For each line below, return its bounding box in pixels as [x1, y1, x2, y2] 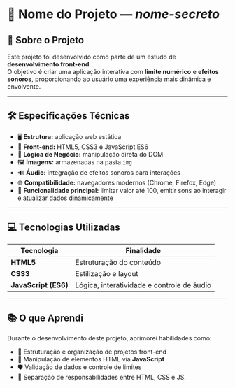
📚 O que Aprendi [7, 312, 84, 324]
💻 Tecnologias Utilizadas [7, 222, 120, 233]
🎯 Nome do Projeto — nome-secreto [7, 6, 220, 22]
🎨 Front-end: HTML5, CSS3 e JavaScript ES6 [17, 143, 149, 151]
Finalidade [125, 245, 162, 255]
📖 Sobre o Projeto [7, 34, 85, 46]
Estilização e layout [75, 268, 138, 278]
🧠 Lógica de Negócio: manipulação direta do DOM [17, 150, 164, 158]
